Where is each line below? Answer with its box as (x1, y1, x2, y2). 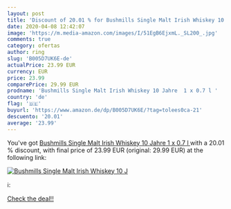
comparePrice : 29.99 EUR (7, 81, 79, 88)
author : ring (7, 49, 45, 56)
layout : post (7, 10, 45, 17)
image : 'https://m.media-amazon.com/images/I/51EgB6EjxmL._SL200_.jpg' (7, 29, 218, 37)
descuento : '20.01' (7, 113, 64, 120)
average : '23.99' (7, 119, 57, 127)
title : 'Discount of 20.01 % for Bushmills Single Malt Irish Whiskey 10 (7, 17, 225, 24)
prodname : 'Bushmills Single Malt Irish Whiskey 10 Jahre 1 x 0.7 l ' (7, 87, 218, 94)
